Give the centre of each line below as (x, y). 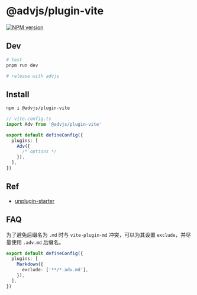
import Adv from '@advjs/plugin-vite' (54, 124)
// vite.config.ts (29, 119)
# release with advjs (33, 76)
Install (18, 94)
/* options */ (39, 152)
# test (14, 60)
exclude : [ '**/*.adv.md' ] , (55, 270)
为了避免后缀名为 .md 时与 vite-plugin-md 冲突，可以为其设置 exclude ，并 (96, 234)
